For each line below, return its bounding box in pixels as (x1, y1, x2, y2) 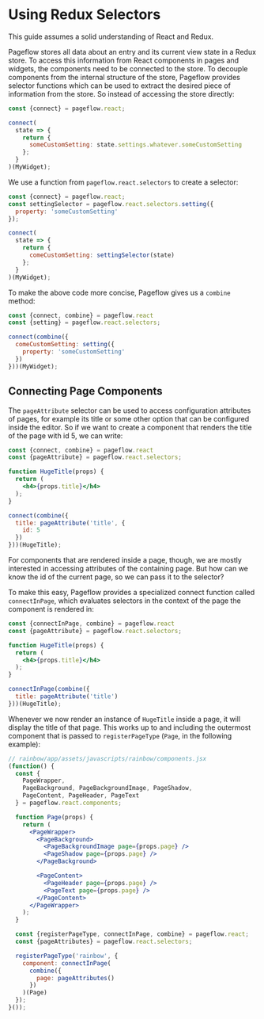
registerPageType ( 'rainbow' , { (15, 952, 119, 960)
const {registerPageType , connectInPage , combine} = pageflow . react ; (15, 930, 249, 938)
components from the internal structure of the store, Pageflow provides (8, 72, 241, 82)
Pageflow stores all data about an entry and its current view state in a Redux (8, 47, 257, 56)
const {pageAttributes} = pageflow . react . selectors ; (15, 937, 193, 945)
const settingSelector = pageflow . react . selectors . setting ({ (8, 200, 214, 208)
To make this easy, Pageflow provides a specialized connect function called (8, 588, 255, 597)
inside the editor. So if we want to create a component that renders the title (8, 422, 252, 432)
